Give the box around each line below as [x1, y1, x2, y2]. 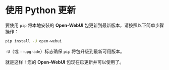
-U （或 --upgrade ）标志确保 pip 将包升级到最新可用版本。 [5, 48, 125, 54]
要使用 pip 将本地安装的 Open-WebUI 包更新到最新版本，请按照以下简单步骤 [5, 22, 164, 28]
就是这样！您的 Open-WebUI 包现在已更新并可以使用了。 [5, 59, 124, 65]
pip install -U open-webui [5, 38, 62, 43]
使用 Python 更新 [5, 5, 76, 16]
